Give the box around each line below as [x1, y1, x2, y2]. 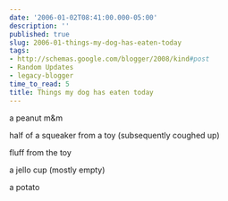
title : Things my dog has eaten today [9, 88, 154, 96]
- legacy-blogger [9, 71, 74, 80]
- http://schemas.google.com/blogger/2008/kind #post [9, 54, 210, 63]
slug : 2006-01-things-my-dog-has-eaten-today [9, 38, 182, 47]
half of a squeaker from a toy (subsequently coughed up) [9, 130, 221, 140]
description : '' [9, 21, 70, 30]
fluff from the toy [9, 147, 72, 157]
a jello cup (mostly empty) [9, 164, 106, 175]
